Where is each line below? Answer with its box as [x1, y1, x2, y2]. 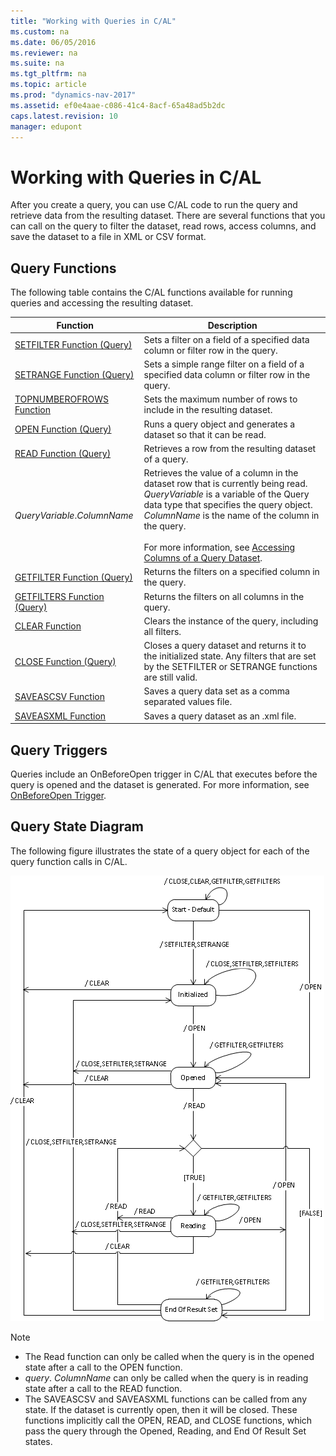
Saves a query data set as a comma [143, 685, 290, 697]
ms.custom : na [10, 26, 70, 37]
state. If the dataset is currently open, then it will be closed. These [24, 1403, 298, 1415]
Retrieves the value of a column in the [143, 467, 299, 479]
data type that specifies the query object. [143, 499, 313, 511]
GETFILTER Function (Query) [14, 571, 133, 583]
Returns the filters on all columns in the [143, 590, 305, 602]
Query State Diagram [10, 818, 145, 835]
